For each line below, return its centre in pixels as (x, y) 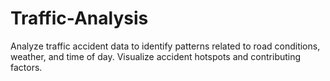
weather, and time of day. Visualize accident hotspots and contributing (156, 56)
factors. (26, 67)
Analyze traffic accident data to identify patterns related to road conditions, (165, 46)
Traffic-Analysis (79, 18)
